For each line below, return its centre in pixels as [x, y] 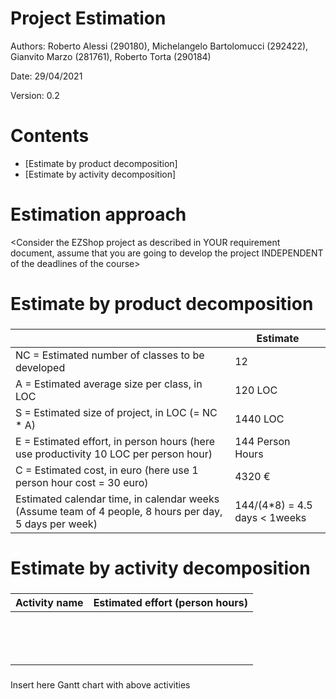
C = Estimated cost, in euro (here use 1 [107, 470]
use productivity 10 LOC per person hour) [114, 454]
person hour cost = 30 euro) [82, 482]
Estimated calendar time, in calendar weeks [117, 499]
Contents [50, 136]
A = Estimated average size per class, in [109, 384]
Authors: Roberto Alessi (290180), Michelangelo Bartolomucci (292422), [159, 46]
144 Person [262, 441]
